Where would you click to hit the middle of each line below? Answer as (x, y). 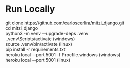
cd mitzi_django (22, 28)
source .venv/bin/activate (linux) (39, 44)
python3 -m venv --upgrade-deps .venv (47, 33)
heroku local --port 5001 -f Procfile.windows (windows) (63, 55)
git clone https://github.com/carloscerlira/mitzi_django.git (65, 23)
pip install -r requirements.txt (35, 49)
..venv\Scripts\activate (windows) (40, 39)
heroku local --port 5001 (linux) (38, 60)
